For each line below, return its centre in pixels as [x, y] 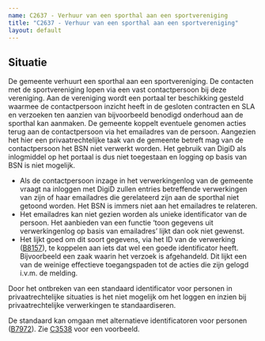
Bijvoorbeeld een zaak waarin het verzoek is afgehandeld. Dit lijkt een [133, 256]
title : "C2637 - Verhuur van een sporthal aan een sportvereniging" [123, 23]
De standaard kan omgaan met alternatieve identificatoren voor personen [128, 320]
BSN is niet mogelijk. [42, 165]
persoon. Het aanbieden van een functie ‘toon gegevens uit [116, 223]
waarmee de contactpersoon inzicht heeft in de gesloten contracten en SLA [132, 107]
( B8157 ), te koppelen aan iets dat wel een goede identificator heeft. [129, 248]
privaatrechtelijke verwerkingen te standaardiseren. [92, 305]
